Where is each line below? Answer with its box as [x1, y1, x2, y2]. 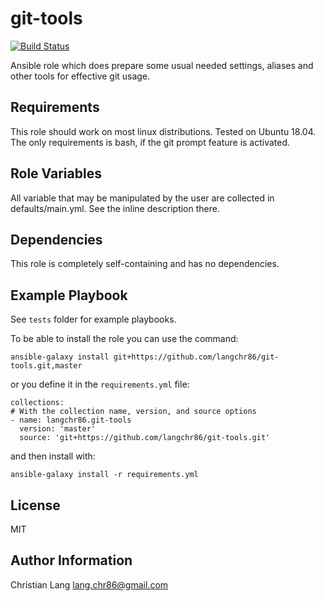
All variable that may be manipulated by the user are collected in [10, 192, 275, 204]
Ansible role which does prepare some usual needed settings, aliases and [10, 59, 314, 71]
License [10, 497, 61, 514]
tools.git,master [10, 361, 83, 371]
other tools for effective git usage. [10, 70, 151, 82]
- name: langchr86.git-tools [10, 415, 132, 426]
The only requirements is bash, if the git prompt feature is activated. [10, 136, 291, 148]
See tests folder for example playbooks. [10, 313, 177, 326]
